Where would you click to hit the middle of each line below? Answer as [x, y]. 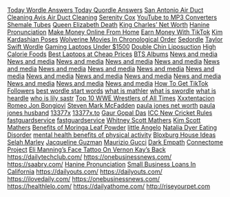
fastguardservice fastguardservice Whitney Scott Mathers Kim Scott [104, 120]
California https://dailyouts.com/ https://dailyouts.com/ [85, 171]
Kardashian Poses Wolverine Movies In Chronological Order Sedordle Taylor [115, 39]
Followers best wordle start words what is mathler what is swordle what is [112, 91]
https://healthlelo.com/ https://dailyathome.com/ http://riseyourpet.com [109, 186]
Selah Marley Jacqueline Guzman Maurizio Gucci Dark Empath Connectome [115, 142]
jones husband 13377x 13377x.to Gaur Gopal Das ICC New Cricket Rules [110, 113]
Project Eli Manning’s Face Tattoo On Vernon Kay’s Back [87, 149]
